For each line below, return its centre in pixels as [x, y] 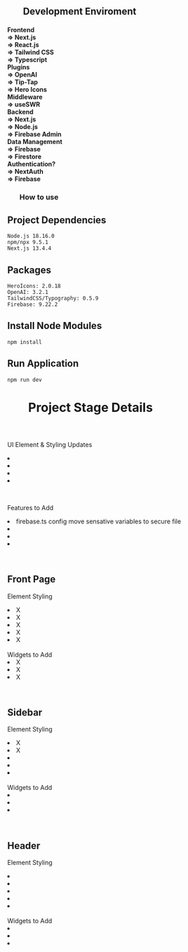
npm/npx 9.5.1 [28, 242]
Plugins [19, 67]
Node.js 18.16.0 [31, 236]
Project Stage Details [90, 407]
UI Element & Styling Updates [50, 444]
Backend [20, 112]
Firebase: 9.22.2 [33, 304]
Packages [29, 270]
